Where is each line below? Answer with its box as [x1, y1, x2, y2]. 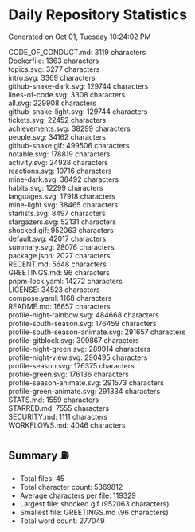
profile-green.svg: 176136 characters [8, 369, 129, 379]
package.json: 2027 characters [8, 250, 111, 260]
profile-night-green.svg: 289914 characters [8, 344, 151, 353]
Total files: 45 [19, 473, 65, 483]
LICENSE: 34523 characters [8, 285, 100, 294]
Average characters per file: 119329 [19, 491, 137, 500]
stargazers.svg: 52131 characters [8, 217, 117, 227]
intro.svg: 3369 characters [8, 73, 96, 82]
